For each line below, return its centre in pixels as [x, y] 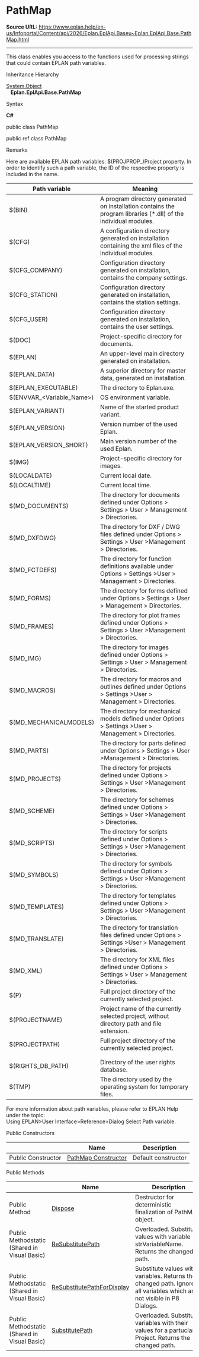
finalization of [154, 1212]
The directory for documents [140, 494]
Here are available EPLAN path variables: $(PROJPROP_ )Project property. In [99, 161]
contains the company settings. [144, 277]
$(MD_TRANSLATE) [36, 939]
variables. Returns [160, 1275]
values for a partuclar [165, 1330]
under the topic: [26, 1115]
